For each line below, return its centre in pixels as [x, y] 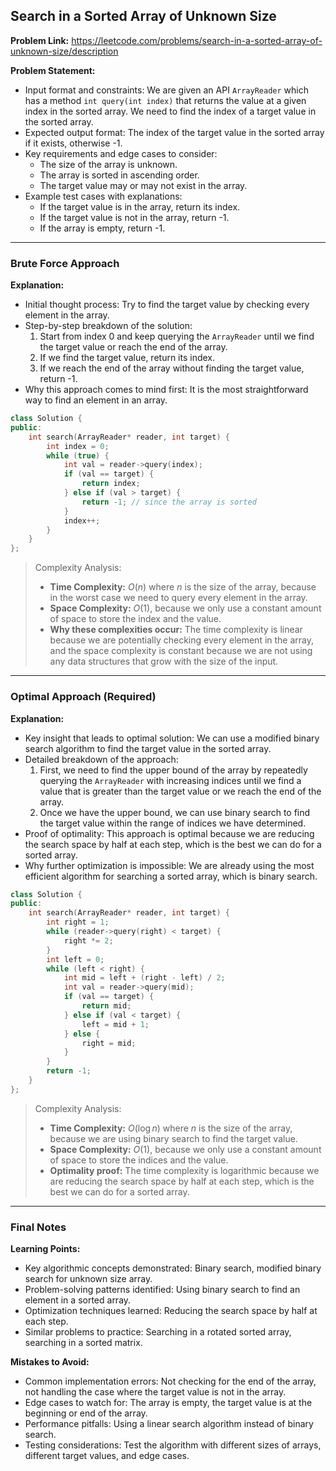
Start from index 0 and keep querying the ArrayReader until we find [177, 336]
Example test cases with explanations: [103, 196]
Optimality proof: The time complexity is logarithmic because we [184, 1170]
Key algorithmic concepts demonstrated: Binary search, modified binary [173, 1268]
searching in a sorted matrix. [83, 1343]
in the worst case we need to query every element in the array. [178, 598]
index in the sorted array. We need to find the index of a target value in [170, 111]
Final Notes [38, 1227]
